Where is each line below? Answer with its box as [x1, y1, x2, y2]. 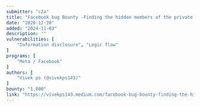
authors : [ [6, 70, 33, 75]
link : [6, 92, 20, 97]
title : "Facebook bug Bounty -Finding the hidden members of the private [6, 14, 193, 20]
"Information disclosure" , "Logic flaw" [17, 42, 118, 48]
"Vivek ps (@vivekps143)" [17, 75, 82, 81]
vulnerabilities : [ [6, 36, 55, 42]
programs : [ [6, 53, 36, 59]
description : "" [6, 31, 46, 37]
